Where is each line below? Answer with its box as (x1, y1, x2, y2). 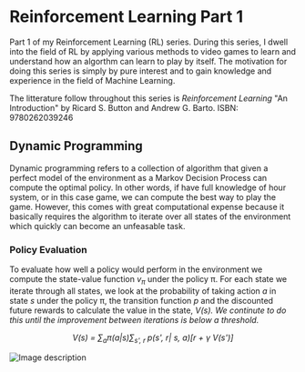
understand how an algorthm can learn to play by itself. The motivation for (9, 55, 288, 66)
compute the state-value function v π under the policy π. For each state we (9, 274, 288, 287)
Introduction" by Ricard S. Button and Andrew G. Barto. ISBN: (9, 102, 239, 113)
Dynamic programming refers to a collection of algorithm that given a (9, 162, 269, 174)
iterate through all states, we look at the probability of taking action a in (9, 285, 277, 297)
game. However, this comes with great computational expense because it (9, 201, 285, 212)
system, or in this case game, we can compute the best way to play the (9, 191, 276, 202)
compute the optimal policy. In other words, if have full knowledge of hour (9, 182, 287, 193)
